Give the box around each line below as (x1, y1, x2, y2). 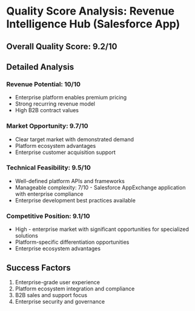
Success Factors (6, 263, 71, 273)
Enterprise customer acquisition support (15, 149, 116, 156)
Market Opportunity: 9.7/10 (6, 122, 89, 130)
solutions (15, 232, 38, 239)
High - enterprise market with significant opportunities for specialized (15, 226, 190, 233)
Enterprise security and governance (15, 298, 105, 305)
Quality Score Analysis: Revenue (6, 4, 174, 18)
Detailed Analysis (6, 62, 74, 72)
